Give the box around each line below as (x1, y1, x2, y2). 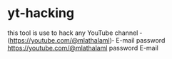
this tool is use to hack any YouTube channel (7, 28, 138, 37)
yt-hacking (7, 5, 75, 21)
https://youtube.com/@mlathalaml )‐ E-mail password (9, 36, 166, 44)
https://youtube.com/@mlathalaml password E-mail (7, 43, 158, 52)
